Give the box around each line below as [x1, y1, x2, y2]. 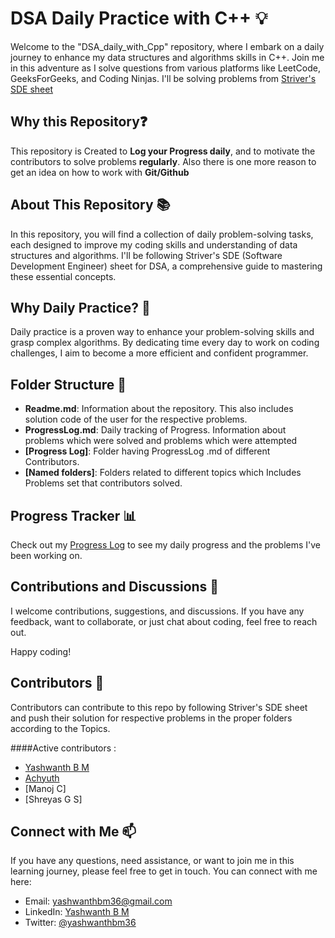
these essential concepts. [10, 270, 117, 282]
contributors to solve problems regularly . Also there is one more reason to [10, 155, 317, 167]
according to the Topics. [10, 722, 111, 734]
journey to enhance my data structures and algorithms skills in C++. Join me [10, 51, 325, 63]
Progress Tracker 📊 [10, 507, 137, 524]
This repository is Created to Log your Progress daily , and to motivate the [10, 145, 316, 157]
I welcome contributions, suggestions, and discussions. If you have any [10, 605, 305, 617]
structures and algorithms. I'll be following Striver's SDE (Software [10, 249, 283, 261]
